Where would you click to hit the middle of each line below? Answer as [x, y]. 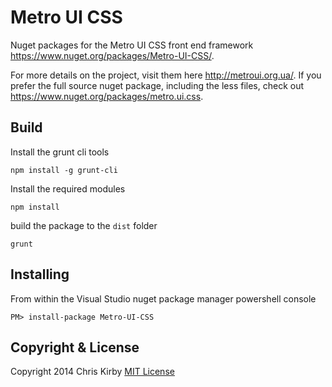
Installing [40, 274]
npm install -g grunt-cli [64, 170]
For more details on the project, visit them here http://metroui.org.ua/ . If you [166, 75]
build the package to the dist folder [84, 225]
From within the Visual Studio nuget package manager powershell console [163, 298]
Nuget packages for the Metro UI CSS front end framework [132, 45]
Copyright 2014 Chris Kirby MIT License [92, 372]
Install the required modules [68, 188]
